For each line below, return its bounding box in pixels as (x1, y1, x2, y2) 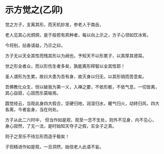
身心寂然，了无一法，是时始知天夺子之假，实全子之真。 (5, 123, 117, 129)
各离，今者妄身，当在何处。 (5, 106, 61, 112)
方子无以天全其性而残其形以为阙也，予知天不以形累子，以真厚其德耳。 (5, 52, 147, 59)
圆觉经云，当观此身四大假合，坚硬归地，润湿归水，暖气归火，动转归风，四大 (5, 100, 160, 106)
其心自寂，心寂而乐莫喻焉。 (5, 90, 61, 96)
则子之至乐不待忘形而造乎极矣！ (5, 133, 70, 139)
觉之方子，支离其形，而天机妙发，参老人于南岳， (5, 22, 104, 27)
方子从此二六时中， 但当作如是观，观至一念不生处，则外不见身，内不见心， (5, 117, 157, 123)
